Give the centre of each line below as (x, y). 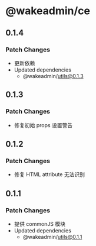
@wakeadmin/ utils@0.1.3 (53, 76)
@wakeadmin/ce (48, 11)
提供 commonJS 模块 (40, 224)
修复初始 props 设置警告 (43, 125)
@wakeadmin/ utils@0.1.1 (52, 237)
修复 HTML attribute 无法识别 (49, 174)
